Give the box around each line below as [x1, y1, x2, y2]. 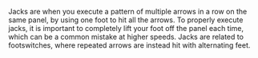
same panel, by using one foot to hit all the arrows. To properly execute [8, 15, 244, 25]
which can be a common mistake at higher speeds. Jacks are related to [8, 32, 244, 41]
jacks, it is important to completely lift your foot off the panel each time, [8, 24, 244, 33]
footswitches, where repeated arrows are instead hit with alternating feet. [8, 41, 251, 50]
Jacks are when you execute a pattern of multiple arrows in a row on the [8, 7, 248, 16]
